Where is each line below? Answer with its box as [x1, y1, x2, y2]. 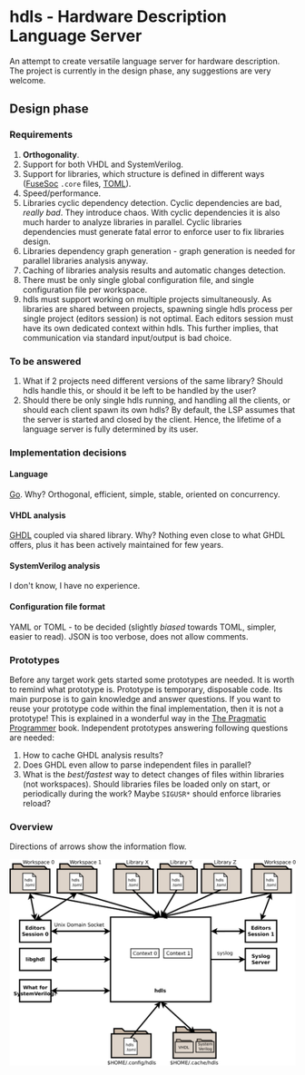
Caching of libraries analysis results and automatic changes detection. [22, 265, 286, 276]
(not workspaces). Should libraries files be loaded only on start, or [22, 778, 271, 789]
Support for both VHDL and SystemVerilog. [22, 159, 184, 170]
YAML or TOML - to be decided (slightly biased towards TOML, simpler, [9, 621, 277, 632]
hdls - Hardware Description [9, 6, 227, 27]
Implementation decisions [9, 446, 127, 459]
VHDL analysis [9, 510, 66, 521]
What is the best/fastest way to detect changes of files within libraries [22, 768, 284, 779]
